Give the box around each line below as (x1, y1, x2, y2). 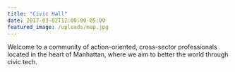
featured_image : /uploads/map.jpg (7, 23, 109, 30)
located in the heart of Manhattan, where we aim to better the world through (7, 50, 229, 59)
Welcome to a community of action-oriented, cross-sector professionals (7, 43, 217, 52)
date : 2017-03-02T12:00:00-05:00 (7, 17, 106, 24)
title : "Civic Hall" (7, 10, 68, 18)
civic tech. (7, 58, 37, 66)
